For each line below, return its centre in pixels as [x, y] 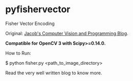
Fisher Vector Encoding [30, 23]
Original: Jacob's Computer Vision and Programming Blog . [67, 33]
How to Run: [18, 53]
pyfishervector [38, 9]
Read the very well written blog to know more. [54, 73]
